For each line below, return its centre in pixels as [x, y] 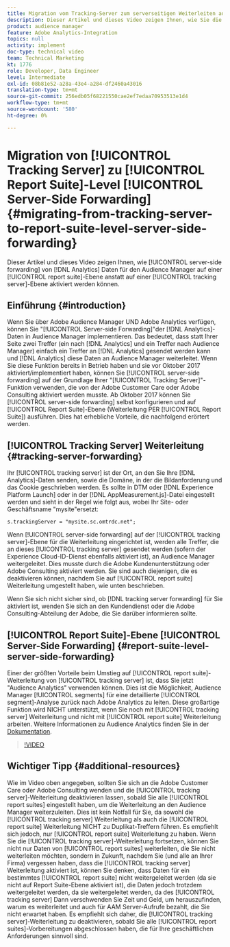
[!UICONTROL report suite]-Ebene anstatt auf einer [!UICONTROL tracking [112, 277]
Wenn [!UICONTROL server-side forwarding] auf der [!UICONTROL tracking [114, 535]
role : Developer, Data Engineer [53, 71]
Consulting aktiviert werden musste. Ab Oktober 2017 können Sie [99, 395]
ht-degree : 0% [27, 115]
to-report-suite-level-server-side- [107, 228]
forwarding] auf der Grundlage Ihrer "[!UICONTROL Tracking [92, 380]
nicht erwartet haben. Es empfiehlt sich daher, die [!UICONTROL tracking [110, 914]
